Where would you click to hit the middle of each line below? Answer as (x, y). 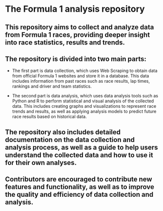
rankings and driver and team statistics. (52, 86)
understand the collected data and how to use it (79, 155)
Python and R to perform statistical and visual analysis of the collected (83, 101)
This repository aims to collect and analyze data (80, 27)
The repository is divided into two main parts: (76, 59)
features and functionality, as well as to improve (80, 187)
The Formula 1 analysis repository (75, 9)
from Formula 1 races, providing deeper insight (78, 35)
